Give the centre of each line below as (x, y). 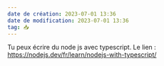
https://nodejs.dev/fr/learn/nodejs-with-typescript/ (82, 55)
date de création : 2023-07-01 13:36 (62, 14)
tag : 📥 (19, 27)
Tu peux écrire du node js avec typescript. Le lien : (82, 48)
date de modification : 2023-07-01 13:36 (68, 21)
